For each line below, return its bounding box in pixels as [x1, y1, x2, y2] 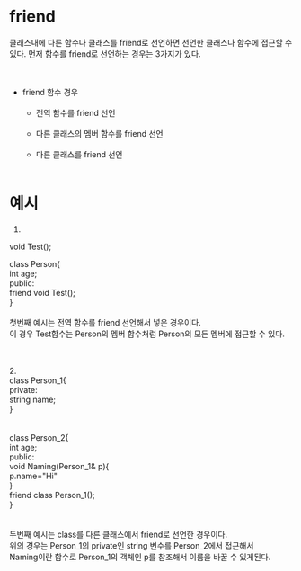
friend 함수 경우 [22, 86, 79, 97]
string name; [9, 394, 57, 405]
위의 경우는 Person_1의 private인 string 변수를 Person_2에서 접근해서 [9, 540, 254, 550]
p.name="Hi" [9, 470, 58, 481]
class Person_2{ [9, 432, 69, 442]
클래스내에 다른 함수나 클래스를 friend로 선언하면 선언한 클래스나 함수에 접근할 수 [9, 37, 293, 48]
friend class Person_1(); [9, 489, 96, 500]
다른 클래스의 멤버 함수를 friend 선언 [35, 128, 164, 138]
